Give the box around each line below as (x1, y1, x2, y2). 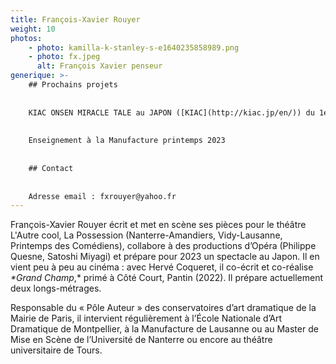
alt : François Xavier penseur (36, 61, 163, 71)
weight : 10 (10, 24, 56, 34)
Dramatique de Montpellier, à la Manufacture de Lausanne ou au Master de (10, 323, 319, 335)
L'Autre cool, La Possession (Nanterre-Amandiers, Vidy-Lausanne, (10, 229, 283, 241)
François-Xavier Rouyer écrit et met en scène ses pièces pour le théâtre (10, 219, 307, 231)
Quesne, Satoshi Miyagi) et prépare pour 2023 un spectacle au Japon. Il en (10, 251, 320, 263)
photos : (10, 33, 43, 43)
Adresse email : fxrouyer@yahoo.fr (28, 191, 177, 201)
